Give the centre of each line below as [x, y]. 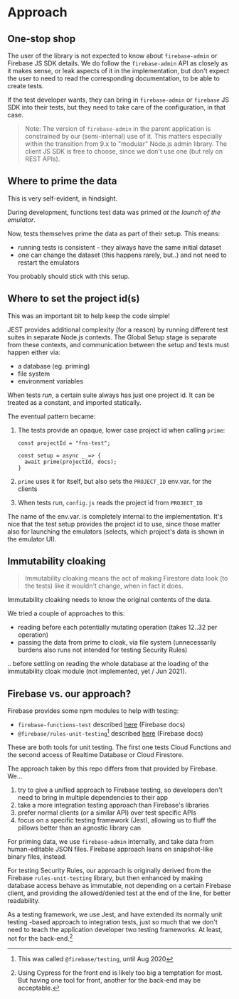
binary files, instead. [37, 856]
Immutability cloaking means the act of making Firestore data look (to [126, 578]
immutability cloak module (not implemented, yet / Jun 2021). [97, 671]
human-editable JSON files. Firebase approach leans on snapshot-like [110, 849]
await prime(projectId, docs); [71, 462]
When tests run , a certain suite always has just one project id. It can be [111, 395]
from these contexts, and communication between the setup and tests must [118, 344]
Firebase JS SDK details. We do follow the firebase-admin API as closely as [118, 63]
